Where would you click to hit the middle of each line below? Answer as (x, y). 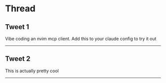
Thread (20, 9)
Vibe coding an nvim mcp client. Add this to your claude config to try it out (81, 39)
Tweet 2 (18, 59)
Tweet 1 (17, 27)
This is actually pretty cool (32, 71)
